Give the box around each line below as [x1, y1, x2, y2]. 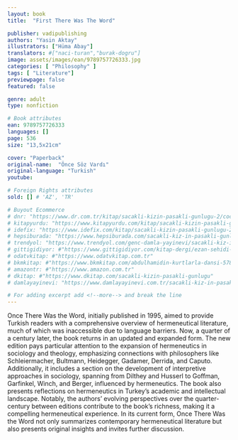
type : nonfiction [7, 102, 59, 109]
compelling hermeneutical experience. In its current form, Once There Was [7, 409, 226, 418]
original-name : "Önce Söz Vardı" [7, 161, 110, 168]
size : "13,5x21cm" [7, 141, 62, 149]
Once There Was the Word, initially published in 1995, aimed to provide [7, 311, 214, 320]
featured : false [7, 82, 55, 90]
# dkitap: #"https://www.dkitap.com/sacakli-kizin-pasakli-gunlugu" [7, 272, 214, 279]
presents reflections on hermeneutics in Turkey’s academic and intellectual [7, 387, 226, 395]
